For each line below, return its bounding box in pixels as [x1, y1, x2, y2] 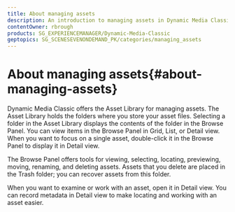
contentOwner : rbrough [7, 23, 73, 30]
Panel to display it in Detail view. [7, 141, 100, 150]
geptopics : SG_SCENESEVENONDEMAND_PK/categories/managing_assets [7, 36, 201, 43]
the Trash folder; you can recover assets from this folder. [7, 170, 171, 178]
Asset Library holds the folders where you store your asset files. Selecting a [7, 112, 226, 120]
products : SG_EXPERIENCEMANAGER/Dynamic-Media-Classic [7, 29, 171, 37]
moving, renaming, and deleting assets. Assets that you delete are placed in [7, 162, 226, 171]
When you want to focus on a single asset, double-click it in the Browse [7, 134, 214, 143]
